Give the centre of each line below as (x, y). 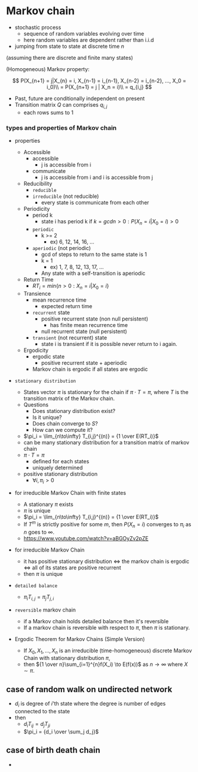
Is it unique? (47, 417)
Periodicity (37, 209)
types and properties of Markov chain (61, 127)
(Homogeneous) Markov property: (48, 69)
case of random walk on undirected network (89, 689)
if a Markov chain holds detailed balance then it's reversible (96, 621)
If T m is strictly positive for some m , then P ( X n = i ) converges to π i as (107, 524)
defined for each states (61, 461)
